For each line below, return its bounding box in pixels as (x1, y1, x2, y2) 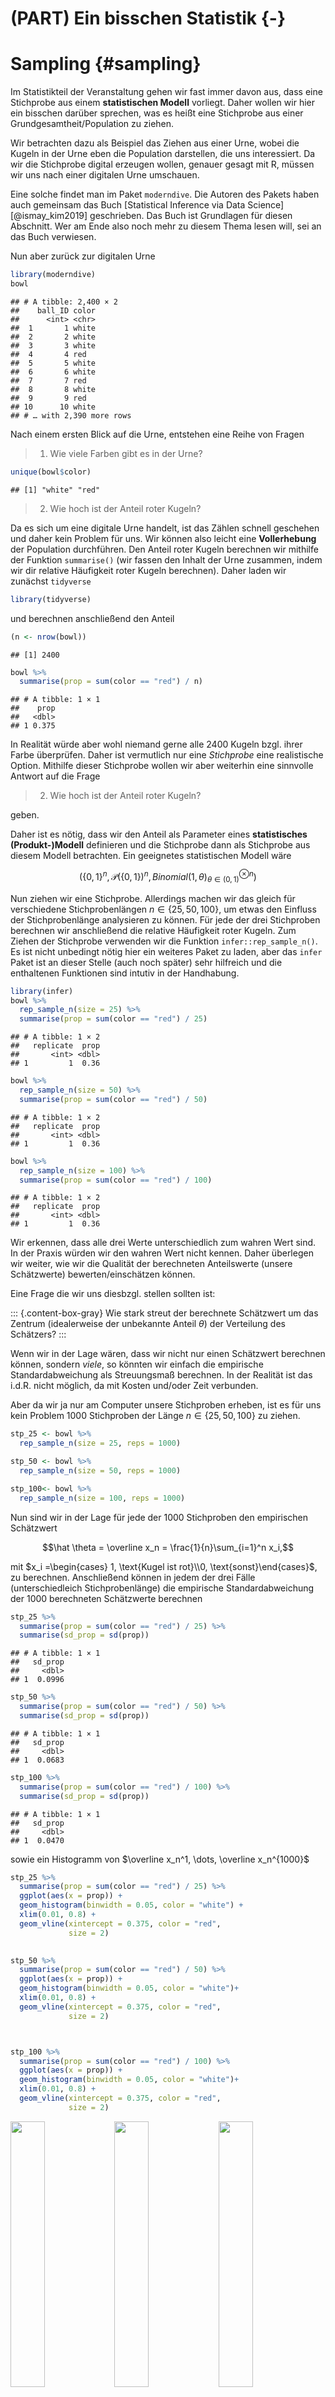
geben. (10, 809, 40, 821)
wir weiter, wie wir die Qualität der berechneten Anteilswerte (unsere (10, 1258, 293, 1270)
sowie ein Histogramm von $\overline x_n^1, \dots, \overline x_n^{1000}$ (10, 1853, 310, 1865)
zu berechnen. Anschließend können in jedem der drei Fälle (10, 1571, 256, 1583)
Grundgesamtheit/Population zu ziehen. (10, 118, 175, 130)
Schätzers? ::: (10, 1328, 67, 1341)
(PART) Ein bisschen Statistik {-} (10, 7, 287, 30)
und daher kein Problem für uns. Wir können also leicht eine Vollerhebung (10, 532, 317, 544)
